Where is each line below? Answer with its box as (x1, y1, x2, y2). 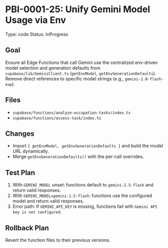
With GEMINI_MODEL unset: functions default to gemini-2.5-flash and (12, 182, 153, 188)
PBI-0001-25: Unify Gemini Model (5, 4, 150, 15)
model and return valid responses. (12, 198, 85, 204)
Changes (5, 129, 34, 138)
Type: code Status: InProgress (5, 31, 68, 37)
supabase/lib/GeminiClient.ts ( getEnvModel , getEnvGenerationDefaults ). (5, 70, 157, 76)
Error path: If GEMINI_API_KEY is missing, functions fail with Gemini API (12, 203, 158, 209)
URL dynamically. (12, 148, 49, 154)
